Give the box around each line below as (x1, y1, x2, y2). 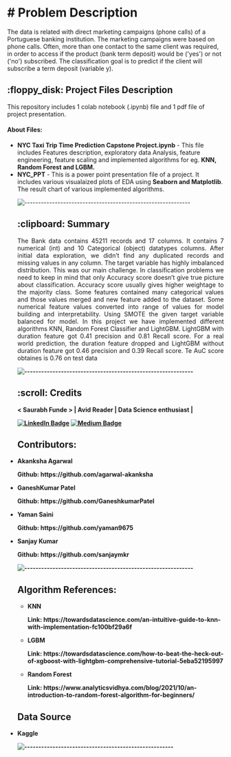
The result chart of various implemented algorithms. (16, 185, 165, 193)
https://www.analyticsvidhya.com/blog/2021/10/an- (43, 684, 197, 692)
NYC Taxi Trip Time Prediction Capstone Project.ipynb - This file (16, 141, 204, 149)
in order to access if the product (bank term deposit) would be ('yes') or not (7, 50, 222, 58)
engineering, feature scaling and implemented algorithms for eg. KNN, (16, 155, 217, 163)
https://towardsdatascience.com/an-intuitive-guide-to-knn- (43, 616, 221, 624)
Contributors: (16, 438, 77, 450)
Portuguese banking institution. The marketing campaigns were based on (7, 34, 215, 43)
